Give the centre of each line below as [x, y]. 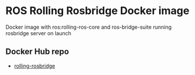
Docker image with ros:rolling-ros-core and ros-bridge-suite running [89, 27]
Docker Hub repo [37, 52]
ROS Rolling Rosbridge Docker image [97, 11]
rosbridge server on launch [39, 33]
